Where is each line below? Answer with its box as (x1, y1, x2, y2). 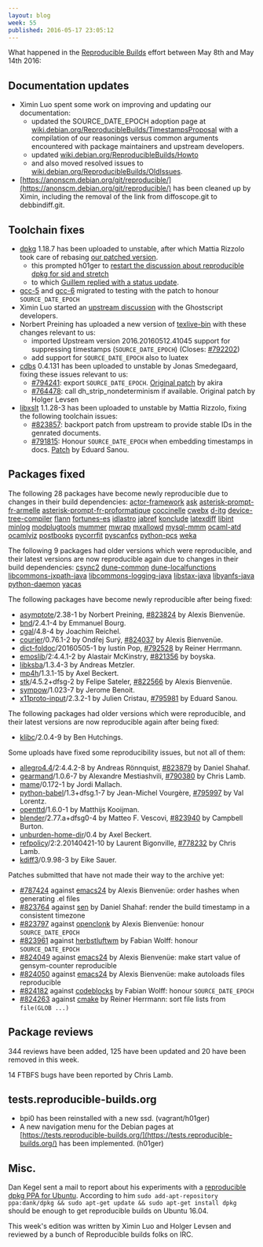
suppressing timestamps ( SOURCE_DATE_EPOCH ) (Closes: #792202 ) (31, 344, 240, 354)
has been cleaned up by (173, 184, 251, 193)
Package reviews (8, 1026, 94, 1039)
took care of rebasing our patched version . (19, 253, 159, 262)
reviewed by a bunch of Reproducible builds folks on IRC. (8, 1230, 194, 1239)
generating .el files (19, 893, 80, 903)
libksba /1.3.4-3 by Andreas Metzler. (19, 659, 135, 670)
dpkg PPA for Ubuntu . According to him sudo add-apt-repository (8, 1191, 218, 1201)
